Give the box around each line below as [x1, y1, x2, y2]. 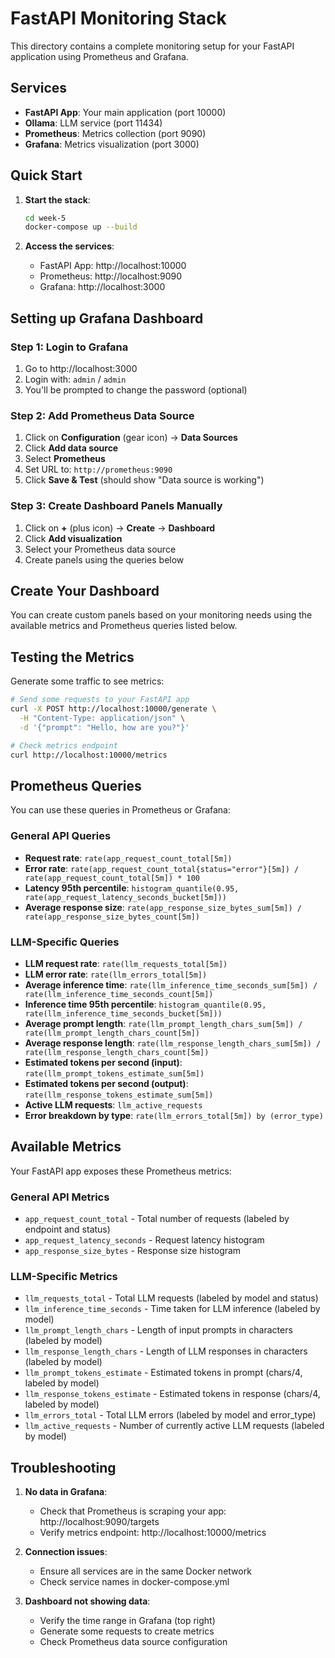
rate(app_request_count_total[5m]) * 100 [24, 873, 200, 883]
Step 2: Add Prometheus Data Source [10, 408, 195, 422]
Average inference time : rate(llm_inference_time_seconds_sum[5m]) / [24, 978, 318, 991]
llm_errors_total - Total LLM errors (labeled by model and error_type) [24, 1409, 317, 1421]
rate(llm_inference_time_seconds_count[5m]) [24, 989, 214, 999]
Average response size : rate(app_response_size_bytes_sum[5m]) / [24, 901, 302, 913]
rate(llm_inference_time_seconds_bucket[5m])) [24, 1008, 223, 1019]
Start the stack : [24, 193, 91, 206]
